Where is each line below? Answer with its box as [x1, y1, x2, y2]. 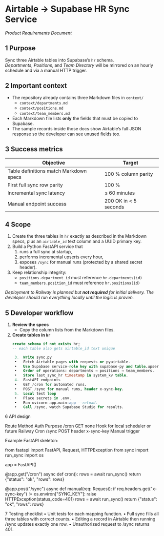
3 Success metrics [5, 145, 63, 153]
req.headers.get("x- [117, 486, 157, 492]
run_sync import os [5, 453, 44, 458]
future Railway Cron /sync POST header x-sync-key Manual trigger [5, 428, 140, 434]
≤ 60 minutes [104, 189, 135, 196]
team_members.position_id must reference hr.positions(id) [19, 280, 141, 286]
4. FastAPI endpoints [14, 377, 61, 383]
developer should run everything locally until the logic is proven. [5, 294, 134, 301]
